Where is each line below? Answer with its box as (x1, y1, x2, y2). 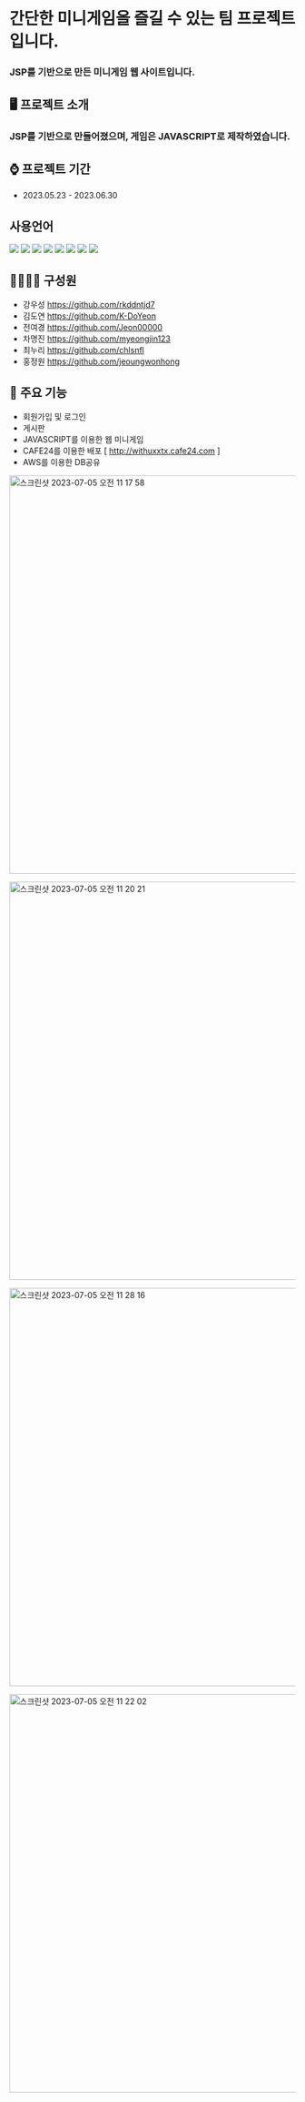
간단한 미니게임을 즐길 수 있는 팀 (9, 8, 233, 29)
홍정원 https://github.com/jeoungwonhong (22, 356, 180, 367)
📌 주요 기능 (9, 385, 68, 401)
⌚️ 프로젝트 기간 (9, 161, 91, 177)
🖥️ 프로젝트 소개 (9, 96, 89, 112)
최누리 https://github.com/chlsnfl (22, 344, 145, 355)
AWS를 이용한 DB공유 (22, 456, 101, 467)
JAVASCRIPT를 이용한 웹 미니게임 (22, 433, 144, 444)
